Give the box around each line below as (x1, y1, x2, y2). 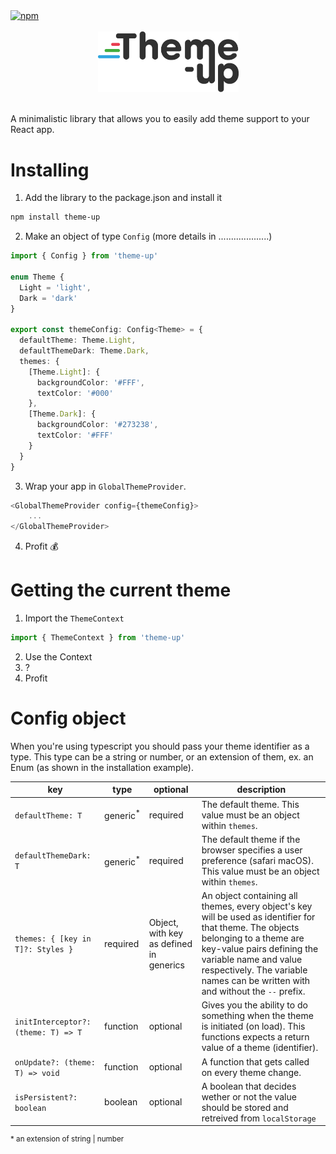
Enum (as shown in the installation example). (10, 761, 194, 773)
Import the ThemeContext (24, 612, 125, 624)
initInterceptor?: (14, 1017, 92, 1027)
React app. (10, 124, 55, 136)
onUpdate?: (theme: (14, 1057, 96, 1068)
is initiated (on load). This (201, 1020, 306, 1033)
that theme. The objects (201, 922, 300, 934)
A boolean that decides (201, 1080, 297, 1092)
